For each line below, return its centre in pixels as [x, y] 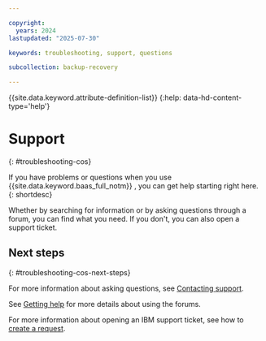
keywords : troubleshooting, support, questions [91, 53]
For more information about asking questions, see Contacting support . [126, 288]
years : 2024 [36, 30]
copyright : [27, 23]
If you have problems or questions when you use [90, 177]
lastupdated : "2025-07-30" [54, 38]
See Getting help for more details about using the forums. [105, 304]
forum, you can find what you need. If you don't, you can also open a [124, 219]
